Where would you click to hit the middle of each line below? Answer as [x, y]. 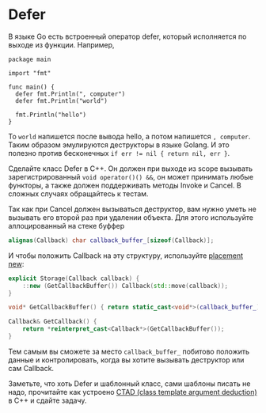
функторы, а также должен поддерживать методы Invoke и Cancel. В [125, 185]
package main [30, 59]
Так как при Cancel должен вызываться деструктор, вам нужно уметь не [133, 209]
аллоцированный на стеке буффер [66, 225]
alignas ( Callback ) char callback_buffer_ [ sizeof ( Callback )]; [111, 240]
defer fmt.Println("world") [62, 100]
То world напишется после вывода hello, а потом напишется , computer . [129, 136]
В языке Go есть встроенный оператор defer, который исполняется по [127, 36]
